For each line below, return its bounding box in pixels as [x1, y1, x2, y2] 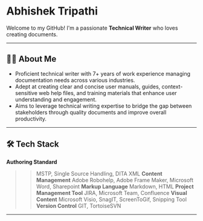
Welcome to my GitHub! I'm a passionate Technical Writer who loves [6, 24, 178, 31]
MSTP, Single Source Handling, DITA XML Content [36, 170, 163, 177]
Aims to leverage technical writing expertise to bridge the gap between [14, 102, 192, 110]
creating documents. [6, 30, 58, 38]
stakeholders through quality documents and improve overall [14, 108, 167, 116]
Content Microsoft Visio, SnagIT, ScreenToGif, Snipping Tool [36, 196, 187, 203]
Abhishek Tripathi [6, 4, 98, 18]
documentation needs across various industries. [14, 76, 135, 84]
